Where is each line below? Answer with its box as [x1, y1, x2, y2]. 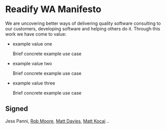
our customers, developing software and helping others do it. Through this [5, 25, 160, 31]
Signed [5, 105, 28, 113]
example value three [12, 80, 56, 86]
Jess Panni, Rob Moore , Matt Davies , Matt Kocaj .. [5, 118, 110, 124]
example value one [12, 40, 52, 47]
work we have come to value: [5, 31, 67, 37]
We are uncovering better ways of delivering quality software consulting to [5, 20, 161, 26]
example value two [12, 60, 52, 66]
